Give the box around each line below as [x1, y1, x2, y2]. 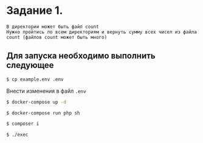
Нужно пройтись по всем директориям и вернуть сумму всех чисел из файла [6, 28, 198, 35]
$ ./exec [6, 131, 29, 138]
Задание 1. [6, 4, 63, 18]
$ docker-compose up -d [6, 99, 67, 105]
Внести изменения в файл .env [6, 87, 86, 95]
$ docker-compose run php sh [6, 110, 80, 116]
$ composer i [6, 121, 40, 127]
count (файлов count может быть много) [6, 34, 108, 40]
